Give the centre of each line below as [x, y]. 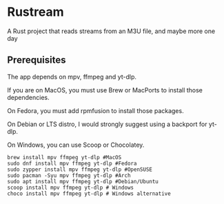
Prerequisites [37, 60]
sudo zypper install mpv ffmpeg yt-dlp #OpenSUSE [80, 170]
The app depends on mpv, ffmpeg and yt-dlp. [72, 76]
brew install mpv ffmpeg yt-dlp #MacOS [64, 157]
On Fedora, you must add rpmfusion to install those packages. [95, 110]
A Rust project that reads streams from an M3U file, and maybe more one [111, 31]
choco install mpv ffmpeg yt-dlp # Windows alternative [89, 194]
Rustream [35, 12]
